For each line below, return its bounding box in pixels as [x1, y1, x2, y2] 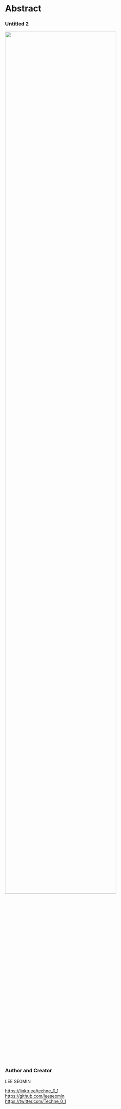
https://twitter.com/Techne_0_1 [5, 1098, 66, 1104]
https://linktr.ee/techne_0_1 [5, 1087, 59, 1094]
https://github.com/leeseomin [5, 1093, 65, 1099]
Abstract [5, 3, 41, 14]
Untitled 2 [5, 21, 29, 27]
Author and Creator [5, 1067, 52, 1074]
